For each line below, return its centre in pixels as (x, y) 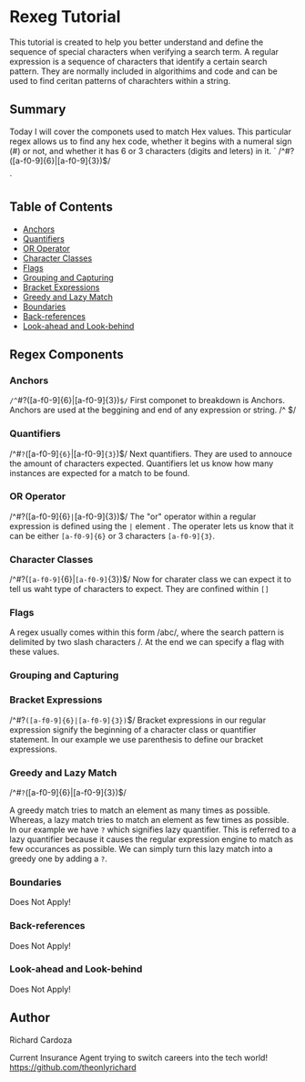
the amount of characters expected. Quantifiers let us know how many (142, 463)
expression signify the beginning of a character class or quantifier (133, 729)
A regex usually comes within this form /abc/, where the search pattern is (147, 632)
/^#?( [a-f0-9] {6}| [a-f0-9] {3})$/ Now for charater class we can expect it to (150, 579)
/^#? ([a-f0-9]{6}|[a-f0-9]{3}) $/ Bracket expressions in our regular (138, 720)
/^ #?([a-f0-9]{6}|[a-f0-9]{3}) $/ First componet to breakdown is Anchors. (147, 401)
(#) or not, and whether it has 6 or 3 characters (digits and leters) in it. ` (143, 151)
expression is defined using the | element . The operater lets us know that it (152, 525)
